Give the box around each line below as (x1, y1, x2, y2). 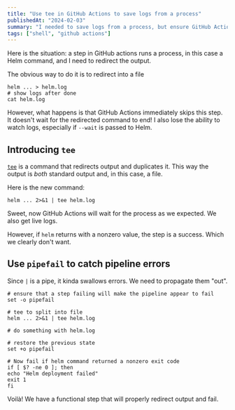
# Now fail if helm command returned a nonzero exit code (7, 357, 180, 365)
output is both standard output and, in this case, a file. (7, 170, 163, 178)
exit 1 (7, 376, 27, 383)
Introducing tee (7, 143, 76, 155)
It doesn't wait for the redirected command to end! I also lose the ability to (7, 116, 220, 124)
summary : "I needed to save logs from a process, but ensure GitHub (7, 23, 211, 30)
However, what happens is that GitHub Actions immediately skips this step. (7, 108, 223, 117)
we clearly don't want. (7, 238, 71, 246)
